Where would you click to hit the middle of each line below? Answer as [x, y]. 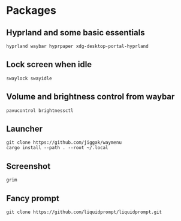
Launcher [25, 129]
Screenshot [28, 166]
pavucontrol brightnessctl [40, 110]
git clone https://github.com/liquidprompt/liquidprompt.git [84, 212]
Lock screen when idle [49, 64]
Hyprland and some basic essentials [76, 33]
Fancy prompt [33, 198]
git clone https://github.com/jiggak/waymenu [64, 143]
